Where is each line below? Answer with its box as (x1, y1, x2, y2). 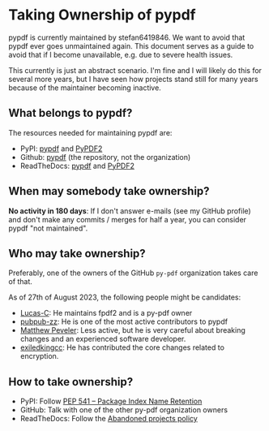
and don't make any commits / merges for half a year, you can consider (8, 214, 247, 224)
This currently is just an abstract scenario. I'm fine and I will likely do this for (8, 65, 262, 75)
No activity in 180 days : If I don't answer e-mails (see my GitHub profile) (8, 205, 251, 216)
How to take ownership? (8, 375, 134, 389)
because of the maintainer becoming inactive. (8, 83, 162, 93)
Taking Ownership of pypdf (8, 6, 196, 24)
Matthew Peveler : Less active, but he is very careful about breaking (19, 325, 246, 335)
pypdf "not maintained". (8, 223, 88, 233)
